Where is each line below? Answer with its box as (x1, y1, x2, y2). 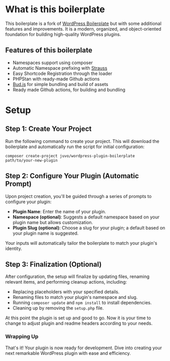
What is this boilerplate (5, 4, 105, 15)
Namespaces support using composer (12, 60, 93, 66)
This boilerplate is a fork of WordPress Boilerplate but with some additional (5, 20, 161, 26)
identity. (5, 245, 22, 252)
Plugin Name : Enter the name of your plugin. (12, 208, 107, 214)
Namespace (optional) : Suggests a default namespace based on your (12, 214, 160, 220)
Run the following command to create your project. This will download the (5, 138, 160, 144)
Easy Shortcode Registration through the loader (12, 70, 113, 76)
